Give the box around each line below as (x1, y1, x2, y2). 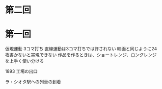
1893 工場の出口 (5, 68, 38, 74)
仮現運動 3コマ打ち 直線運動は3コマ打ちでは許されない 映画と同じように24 (5, 46, 157, 52)
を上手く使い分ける (5, 58, 44, 64)
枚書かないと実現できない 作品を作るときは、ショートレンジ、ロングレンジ (5, 52, 157, 58)
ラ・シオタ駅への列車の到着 (5, 79, 61, 85)
